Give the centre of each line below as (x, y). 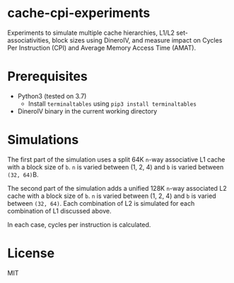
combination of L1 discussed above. (59, 211)
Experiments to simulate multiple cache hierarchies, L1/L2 (91, 33)
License (31, 253)
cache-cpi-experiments (79, 13)
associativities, (29, 40)
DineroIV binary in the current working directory (87, 111)
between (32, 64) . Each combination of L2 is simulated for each (101, 203)
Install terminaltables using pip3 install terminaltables (112, 104)
